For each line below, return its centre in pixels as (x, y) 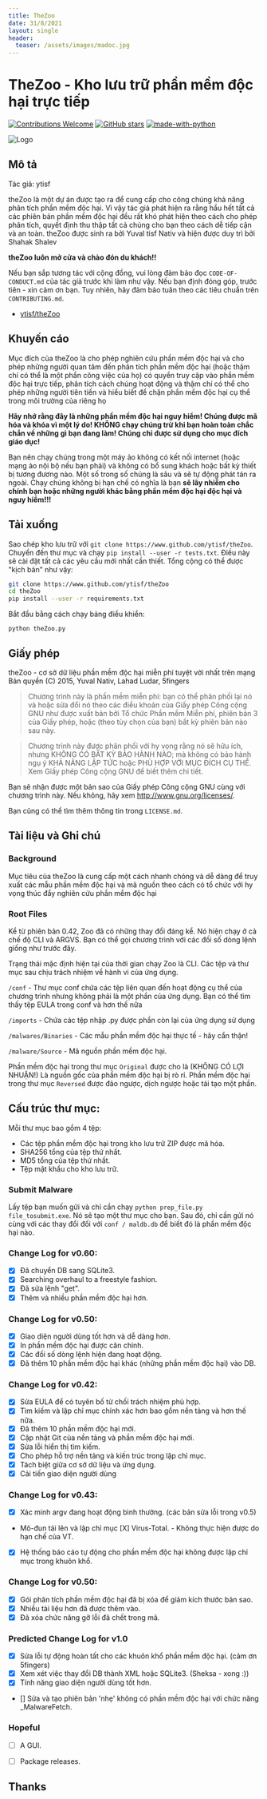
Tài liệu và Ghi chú (55, 836)
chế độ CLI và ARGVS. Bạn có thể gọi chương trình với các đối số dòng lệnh (132, 939)
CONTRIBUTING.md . (36, 298)
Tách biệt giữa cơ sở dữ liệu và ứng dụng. (88, 1464)
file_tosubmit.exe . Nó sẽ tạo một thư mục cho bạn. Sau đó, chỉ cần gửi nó (131, 1216)
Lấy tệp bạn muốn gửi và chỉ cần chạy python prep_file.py (106, 1207)
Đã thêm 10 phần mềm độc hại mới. (78, 1428)
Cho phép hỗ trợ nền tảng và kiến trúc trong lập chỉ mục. (113, 1455)
